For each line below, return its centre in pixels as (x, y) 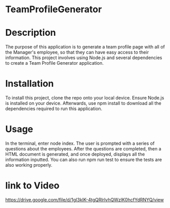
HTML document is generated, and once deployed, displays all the (75, 154)
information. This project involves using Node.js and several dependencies (84, 58)
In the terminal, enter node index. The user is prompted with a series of (80, 143)
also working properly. (29, 165)
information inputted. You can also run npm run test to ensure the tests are (84, 160)
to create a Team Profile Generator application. (54, 63)
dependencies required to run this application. (54, 109)
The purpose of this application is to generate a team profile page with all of (85, 47)
